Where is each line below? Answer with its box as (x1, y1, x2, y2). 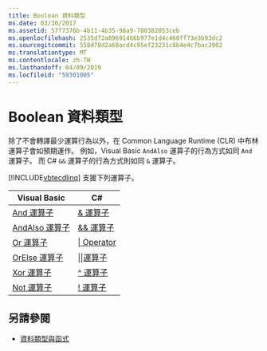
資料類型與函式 (19, 334, 69, 344)
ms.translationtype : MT (8, 49, 88, 57)
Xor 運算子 (12, 266, 52, 278)
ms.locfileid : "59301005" (8, 71, 94, 79)
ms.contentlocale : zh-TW (8, 57, 91, 65)
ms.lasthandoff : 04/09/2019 (8, 64, 102, 72)
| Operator (77, 236, 117, 247)
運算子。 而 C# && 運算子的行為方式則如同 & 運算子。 (8, 156, 181, 165)
